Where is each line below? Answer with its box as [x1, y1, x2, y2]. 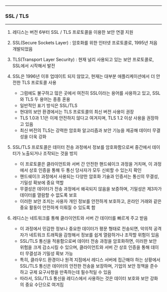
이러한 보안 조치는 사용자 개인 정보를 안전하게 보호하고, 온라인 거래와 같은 [19, 198, 162, 204]
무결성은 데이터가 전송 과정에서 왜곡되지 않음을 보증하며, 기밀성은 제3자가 [19, 186, 162, 192]
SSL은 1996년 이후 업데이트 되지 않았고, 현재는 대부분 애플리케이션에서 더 [12, 73, 155, 80]
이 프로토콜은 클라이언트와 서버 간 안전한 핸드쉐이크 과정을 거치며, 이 [19, 161, 153, 167]
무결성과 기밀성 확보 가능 [25, 251, 73, 257]
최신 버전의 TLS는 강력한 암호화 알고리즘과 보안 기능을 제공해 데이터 [19, 127, 152, 133]
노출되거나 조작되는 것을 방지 [21, 150, 78, 157]
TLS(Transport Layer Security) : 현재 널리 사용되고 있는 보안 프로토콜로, [12, 57, 154, 63]
